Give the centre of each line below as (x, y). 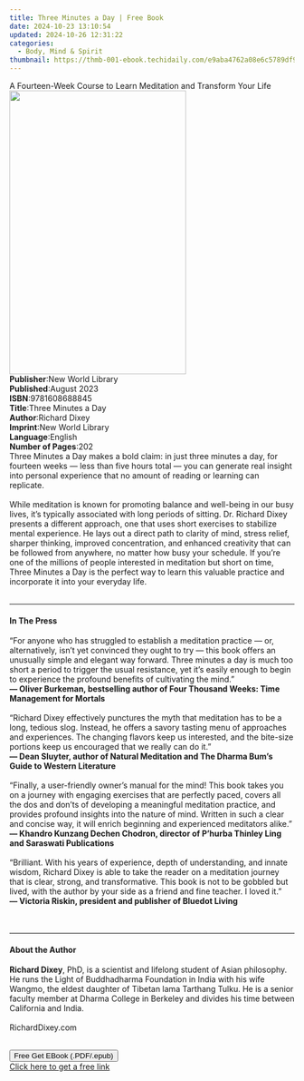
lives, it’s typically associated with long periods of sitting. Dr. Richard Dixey (148, 514)
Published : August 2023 (54, 388)
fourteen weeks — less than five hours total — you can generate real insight (151, 466)
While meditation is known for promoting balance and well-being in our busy (152, 504)
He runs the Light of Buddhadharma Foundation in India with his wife (137, 979)
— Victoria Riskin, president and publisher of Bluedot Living (123, 901)
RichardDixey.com (43, 1027)
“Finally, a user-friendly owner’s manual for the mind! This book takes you (147, 785)
